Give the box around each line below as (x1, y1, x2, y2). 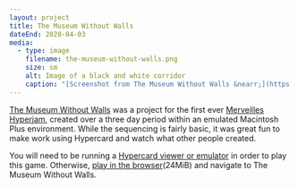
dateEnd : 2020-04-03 (9, 30, 87, 38)
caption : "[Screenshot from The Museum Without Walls (25, 80, 230, 89)
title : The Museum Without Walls (9, 21, 134, 30)
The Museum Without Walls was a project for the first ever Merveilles (9, 104, 264, 115)
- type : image (17, 47, 70, 55)
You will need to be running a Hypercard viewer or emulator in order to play (9, 149, 287, 161)
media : (9, 38, 34, 47)
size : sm (25, 64, 58, 72)
